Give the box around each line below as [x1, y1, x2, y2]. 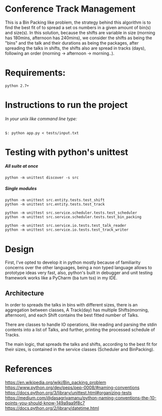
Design [5, 243, 34, 255]
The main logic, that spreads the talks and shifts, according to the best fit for [5, 341, 158, 347]
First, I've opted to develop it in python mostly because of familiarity [5, 259, 141, 265]
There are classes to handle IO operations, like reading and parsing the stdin [5, 321, 157, 328]
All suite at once [5, 163, 39, 169]
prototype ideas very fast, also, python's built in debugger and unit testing [5, 270, 153, 276]
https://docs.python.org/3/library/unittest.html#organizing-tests [5, 390, 132, 396]
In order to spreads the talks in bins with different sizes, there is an [5, 302, 138, 308]
